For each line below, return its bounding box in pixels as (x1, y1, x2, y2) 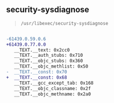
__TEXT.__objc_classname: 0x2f (14, 85, 92, 91)
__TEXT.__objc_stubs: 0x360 (14, 58, 83, 64)
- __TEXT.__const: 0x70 (6, 69, 67, 75)
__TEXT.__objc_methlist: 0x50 (14, 63, 89, 70)
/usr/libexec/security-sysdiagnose (20, 20, 109, 26)
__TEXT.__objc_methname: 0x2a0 (14, 91, 92, 97)
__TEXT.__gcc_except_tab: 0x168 (14, 80, 94, 86)
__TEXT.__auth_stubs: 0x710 (14, 53, 83, 59)
